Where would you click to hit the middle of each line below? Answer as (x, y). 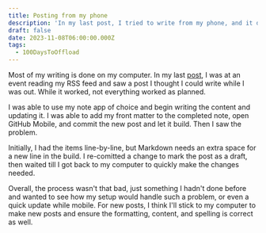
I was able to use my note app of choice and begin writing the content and (129, 107)
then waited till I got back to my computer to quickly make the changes (124, 164)
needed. (22, 173)
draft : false (30, 30)
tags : (17, 45)
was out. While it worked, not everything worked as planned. (107, 92)
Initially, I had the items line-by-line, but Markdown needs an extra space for (132, 148)
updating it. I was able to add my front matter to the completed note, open (129, 115)
